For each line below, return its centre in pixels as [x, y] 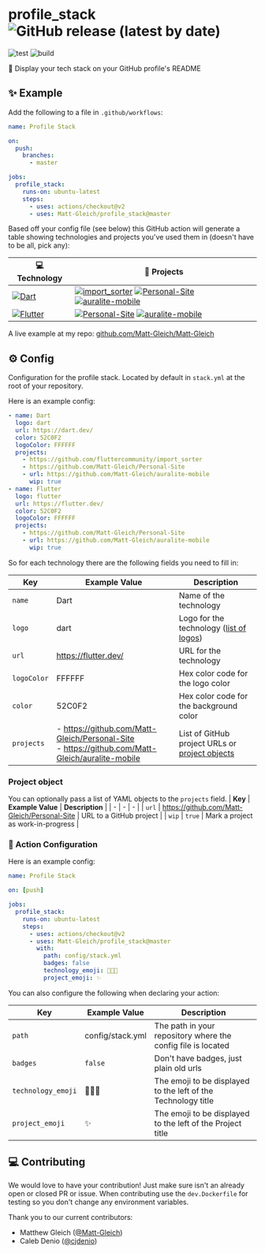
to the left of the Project [198, 1123]
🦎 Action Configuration [53, 845]
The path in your [185, 1025]
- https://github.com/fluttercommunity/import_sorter [112, 460]
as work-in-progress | [44, 824]
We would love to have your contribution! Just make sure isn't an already [126, 1185]
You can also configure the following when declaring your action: [114, 993]
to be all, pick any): [39, 245]
